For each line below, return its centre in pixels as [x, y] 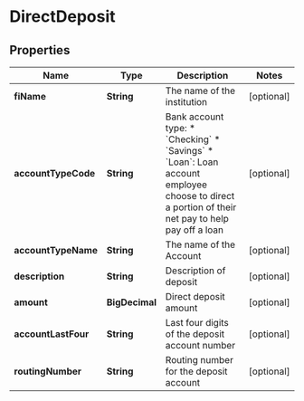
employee [186, 185]
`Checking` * [193, 139]
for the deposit [196, 371]
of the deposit [195, 334]
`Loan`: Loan [192, 162]
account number [200, 345]
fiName [30, 96]
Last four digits [197, 323]
